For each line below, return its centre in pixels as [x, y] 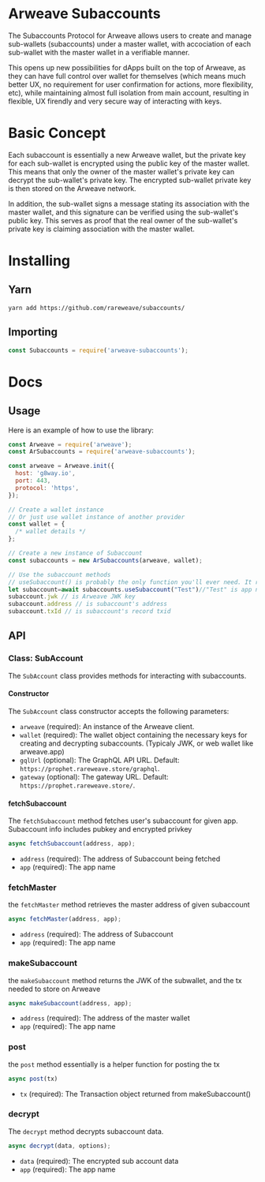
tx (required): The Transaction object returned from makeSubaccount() [135, 1094]
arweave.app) [42, 751]
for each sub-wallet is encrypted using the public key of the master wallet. [129, 163]
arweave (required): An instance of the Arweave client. [107, 726]
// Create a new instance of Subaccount [76, 553]
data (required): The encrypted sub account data [99, 1161]
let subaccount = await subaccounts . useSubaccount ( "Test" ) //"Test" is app [130, 589]
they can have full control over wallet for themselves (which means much [127, 76]
